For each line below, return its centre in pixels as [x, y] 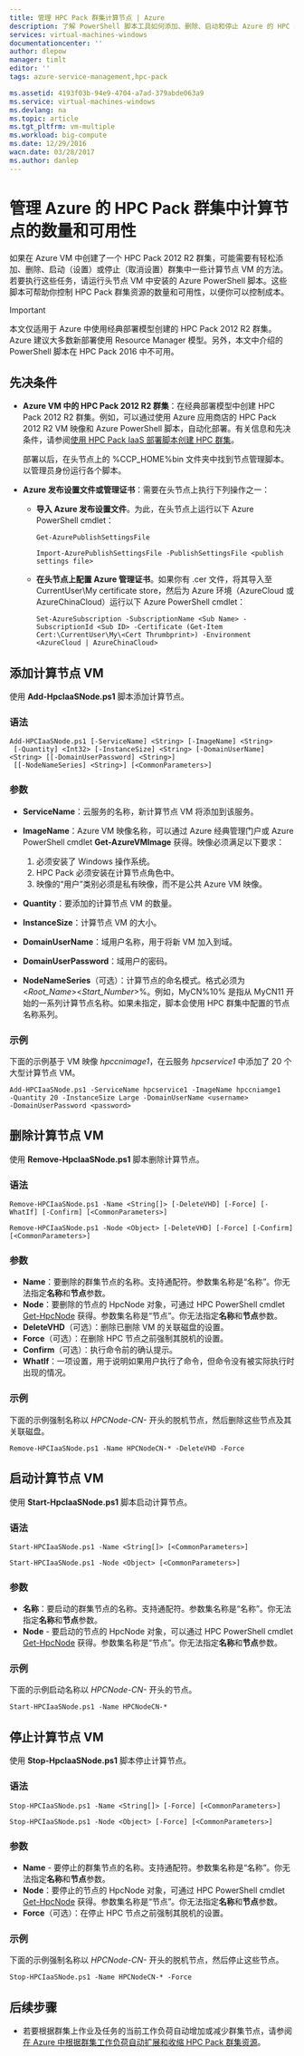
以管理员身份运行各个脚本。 [74, 470]
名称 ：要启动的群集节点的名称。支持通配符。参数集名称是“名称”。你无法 [157, 1609]
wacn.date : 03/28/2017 [52, 152]
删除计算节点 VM [57, 1135]
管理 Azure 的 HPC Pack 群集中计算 [141, 208]
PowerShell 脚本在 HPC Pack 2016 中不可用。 [94, 351]
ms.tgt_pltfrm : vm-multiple [62, 127]
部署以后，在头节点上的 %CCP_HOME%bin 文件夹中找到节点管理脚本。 [156, 460]
